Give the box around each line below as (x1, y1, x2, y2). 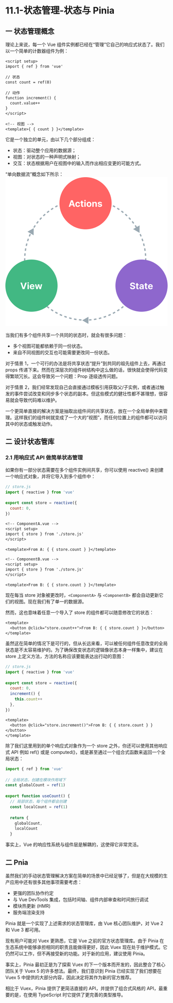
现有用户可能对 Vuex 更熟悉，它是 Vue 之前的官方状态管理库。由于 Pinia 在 (5, 938, 165, 944)
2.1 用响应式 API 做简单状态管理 (5, 454, 83, 461)
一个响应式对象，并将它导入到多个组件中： (5, 473, 96, 479)
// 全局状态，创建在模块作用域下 (5, 777, 66, 783)
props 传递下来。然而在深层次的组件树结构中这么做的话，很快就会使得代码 (5, 367, 163, 373)
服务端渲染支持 (12, 909, 45, 915)
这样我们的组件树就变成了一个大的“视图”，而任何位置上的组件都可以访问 (14, 414, 167, 420)
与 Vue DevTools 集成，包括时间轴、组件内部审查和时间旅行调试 (12, 896, 149, 903)
